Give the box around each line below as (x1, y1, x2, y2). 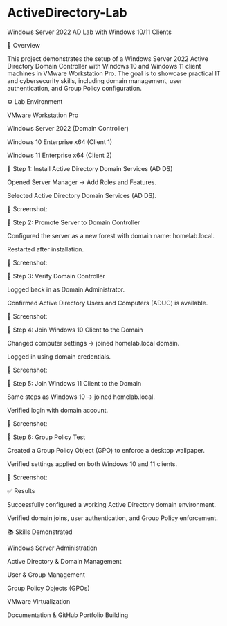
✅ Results (7, 486, 35, 494)
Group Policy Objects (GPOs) (7, 584, 90, 592)
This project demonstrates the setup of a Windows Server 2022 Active (7, 54, 209, 63)
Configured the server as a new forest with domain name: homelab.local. (7, 231, 215, 240)
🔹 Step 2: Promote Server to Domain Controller (7, 218, 140, 226)
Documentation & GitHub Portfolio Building (7, 611, 129, 619)
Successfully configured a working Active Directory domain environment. (7, 500, 217, 508)
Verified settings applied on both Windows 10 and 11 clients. (7, 459, 178, 468)
